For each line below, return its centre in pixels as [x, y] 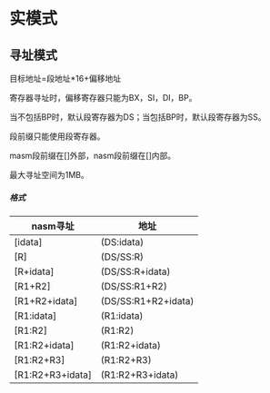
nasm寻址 [53, 226]
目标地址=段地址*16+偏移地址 [65, 79]
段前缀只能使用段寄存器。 [57, 136]
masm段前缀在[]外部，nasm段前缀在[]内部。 [92, 156]
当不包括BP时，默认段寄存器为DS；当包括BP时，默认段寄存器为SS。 [138, 117]
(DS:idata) [122, 241]
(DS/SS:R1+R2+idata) [147, 300]
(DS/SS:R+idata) [135, 271]
